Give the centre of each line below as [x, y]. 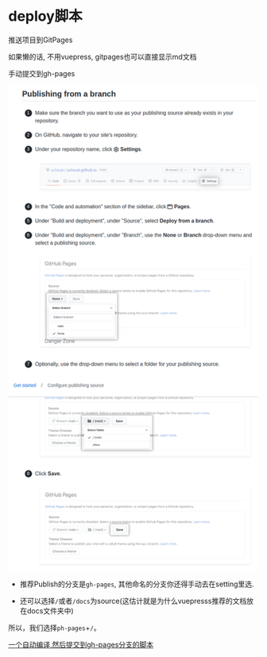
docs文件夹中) [50, 611]
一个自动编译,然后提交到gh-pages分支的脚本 [81, 645]
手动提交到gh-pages [42, 73]
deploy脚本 [46, 16]
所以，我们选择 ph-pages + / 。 [54, 628]
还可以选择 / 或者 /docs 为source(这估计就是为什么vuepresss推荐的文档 [133, 601]
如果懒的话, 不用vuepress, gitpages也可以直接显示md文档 [103, 56]
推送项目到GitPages [41, 40]
